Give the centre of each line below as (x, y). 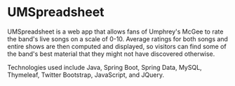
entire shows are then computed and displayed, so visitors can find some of (117, 46)
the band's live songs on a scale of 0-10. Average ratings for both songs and (117, 38)
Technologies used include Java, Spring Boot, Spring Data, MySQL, (105, 67)
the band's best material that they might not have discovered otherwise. (111, 54)
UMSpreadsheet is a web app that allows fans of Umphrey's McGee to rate (115, 31)
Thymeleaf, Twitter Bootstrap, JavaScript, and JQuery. (86, 75)
